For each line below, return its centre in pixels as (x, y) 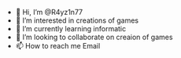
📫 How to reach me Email (58, 46)
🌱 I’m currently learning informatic (71, 29)
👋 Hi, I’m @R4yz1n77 (49, 12)
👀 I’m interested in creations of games (77, 20)
